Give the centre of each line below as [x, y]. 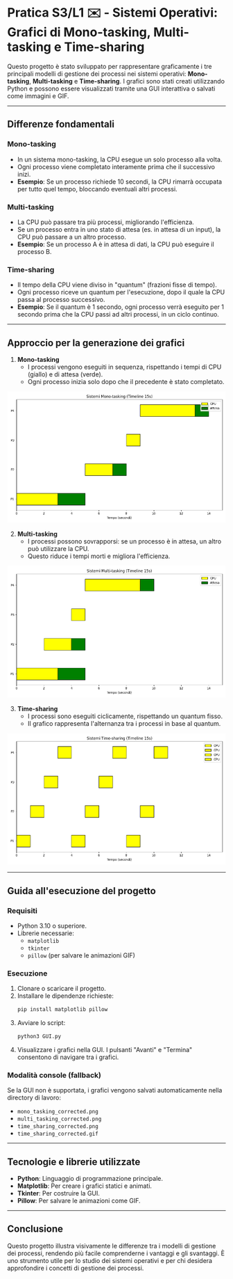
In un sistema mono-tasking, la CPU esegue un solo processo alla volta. [120, 159]
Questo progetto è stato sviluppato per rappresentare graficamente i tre [110, 66]
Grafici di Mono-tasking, [79, 32]
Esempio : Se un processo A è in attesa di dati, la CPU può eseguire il [115, 244]
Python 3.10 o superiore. [52, 926]
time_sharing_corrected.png [58, 1127]
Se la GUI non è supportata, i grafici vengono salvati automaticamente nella [115, 1090]
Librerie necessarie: [46, 933]
